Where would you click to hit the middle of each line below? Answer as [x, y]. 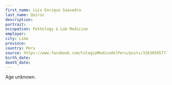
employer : [16, 34]
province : [16, 44]
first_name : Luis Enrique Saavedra [43, 10]
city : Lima [17, 39]
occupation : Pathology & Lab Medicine [47, 29]
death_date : [18, 62]
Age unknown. [20, 77]
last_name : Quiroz [25, 15]
